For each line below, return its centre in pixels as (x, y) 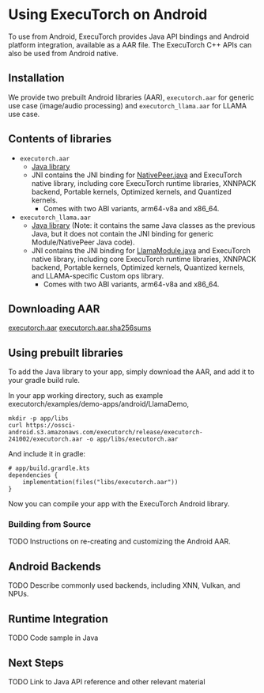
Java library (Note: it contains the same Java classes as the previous (143, 225)
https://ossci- (51, 426)
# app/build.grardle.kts (49, 468)
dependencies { (33, 475)
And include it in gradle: (47, 454)
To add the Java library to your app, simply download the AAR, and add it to (131, 372)
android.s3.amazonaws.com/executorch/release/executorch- (106, 433)
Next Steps (36, 663)
